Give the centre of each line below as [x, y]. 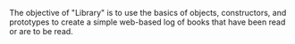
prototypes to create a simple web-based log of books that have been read [147, 22]
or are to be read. [41, 31]
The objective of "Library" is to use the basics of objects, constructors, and [148, 13]
